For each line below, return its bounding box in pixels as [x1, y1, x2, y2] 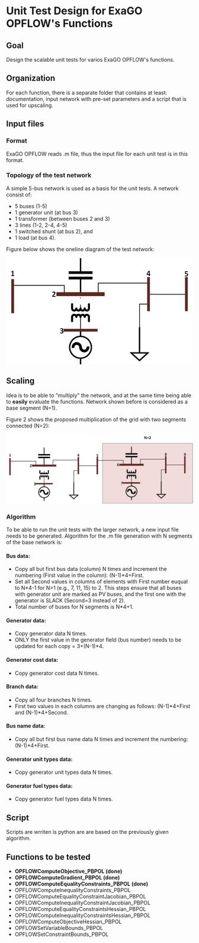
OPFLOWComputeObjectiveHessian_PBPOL [14, 918, 123, 925]
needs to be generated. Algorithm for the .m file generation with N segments [6, 532, 192, 539]
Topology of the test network [6, 171, 92, 179]
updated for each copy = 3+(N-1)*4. [14, 643, 104, 650]
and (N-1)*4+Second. [14, 709, 69, 716]
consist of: [6, 191, 32, 198]
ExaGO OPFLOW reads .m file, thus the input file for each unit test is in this [6, 150, 188, 157]
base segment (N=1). [6, 404, 57, 411]
